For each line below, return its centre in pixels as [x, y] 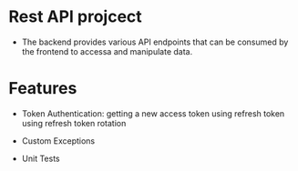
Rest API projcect [75, 17]
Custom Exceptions [58, 141]
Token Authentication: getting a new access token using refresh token [153, 113]
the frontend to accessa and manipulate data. [107, 51]
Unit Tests [41, 158]
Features [43, 89]
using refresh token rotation [74, 123]
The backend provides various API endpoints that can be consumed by [155, 42]
